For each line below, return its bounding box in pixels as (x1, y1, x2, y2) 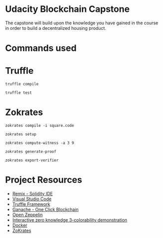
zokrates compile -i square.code (5, 123, 74, 128)
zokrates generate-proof (5, 149, 56, 154)
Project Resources (5, 175, 83, 185)
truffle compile (5, 82, 39, 87)
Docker (12, 222, 28, 228)
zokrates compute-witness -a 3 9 (5, 140, 74, 145)
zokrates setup (5, 132, 37, 137)
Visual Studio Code (12, 196, 52, 202)
